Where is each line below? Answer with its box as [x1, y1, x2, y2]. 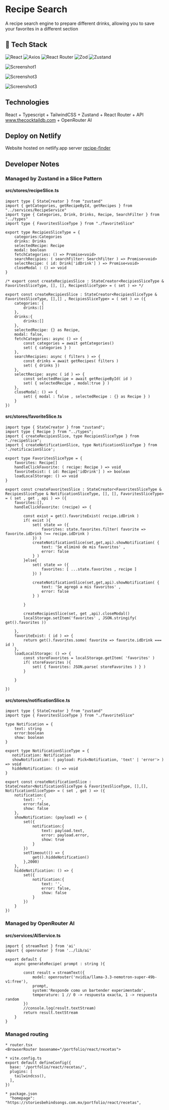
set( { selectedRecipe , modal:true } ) [23, 380, 110, 386]
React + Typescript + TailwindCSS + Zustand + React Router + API [5, 112, 144, 118]
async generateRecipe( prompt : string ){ [14, 961, 105, 966]
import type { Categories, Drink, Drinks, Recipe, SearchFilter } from [5, 212, 159, 217]
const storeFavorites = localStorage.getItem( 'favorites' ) [23, 656, 155, 661]
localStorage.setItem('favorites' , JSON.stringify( [23, 616, 137, 621]
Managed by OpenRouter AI [5, 920, 75, 927]
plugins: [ [10, 1069, 33, 1074]
